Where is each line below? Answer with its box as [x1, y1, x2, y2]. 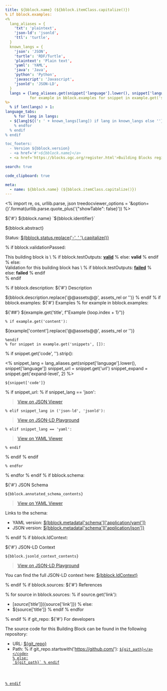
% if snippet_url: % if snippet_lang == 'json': [5, 389, 96, 395]
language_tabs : [5, 109, 37, 115]
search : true [5, 164, 32, 169]
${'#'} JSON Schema [5, 482, 48, 488]
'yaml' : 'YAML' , [14, 63, 48, 68]
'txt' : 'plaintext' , [14, 26, 57, 31]
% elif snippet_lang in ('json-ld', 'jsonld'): [5, 409, 106, 414]
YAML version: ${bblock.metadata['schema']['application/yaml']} [12, 520, 146, 526]
